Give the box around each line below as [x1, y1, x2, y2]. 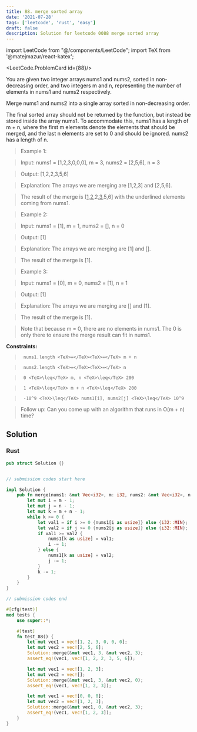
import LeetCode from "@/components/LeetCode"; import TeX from [6, 47, 171, 54]
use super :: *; [16, 617, 51, 624]
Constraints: [6, 343, 38, 350]
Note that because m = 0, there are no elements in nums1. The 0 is [20, 325, 182, 332]
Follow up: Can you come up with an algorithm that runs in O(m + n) [20, 406, 185, 413]
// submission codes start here [6, 476, 85, 482]
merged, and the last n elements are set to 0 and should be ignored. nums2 [6, 130, 189, 137]
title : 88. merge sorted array [6, 8, 83, 15]
